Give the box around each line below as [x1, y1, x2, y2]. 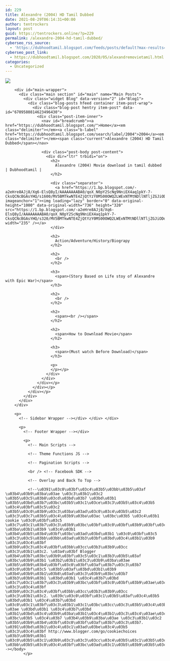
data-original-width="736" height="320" [37, 203, 123, 208]
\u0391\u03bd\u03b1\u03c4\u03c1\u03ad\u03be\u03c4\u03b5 [5, 624, 128, 630]
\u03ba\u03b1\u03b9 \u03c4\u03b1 [5, 527, 76, 532]
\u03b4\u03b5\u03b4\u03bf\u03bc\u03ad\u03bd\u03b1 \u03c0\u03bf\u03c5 [5, 531, 157, 537]
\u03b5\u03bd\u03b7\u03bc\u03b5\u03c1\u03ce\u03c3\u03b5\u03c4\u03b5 [5, 500, 155, 505]
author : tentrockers [5, 21, 49, 27]
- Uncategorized [10, 64, 44, 69]
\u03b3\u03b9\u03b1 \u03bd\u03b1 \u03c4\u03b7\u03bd [5, 576, 119, 581]
